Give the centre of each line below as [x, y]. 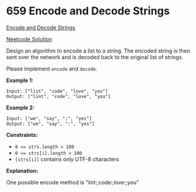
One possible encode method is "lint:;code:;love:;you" [73, 182]
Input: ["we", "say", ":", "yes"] [49, 118]
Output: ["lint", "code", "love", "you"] [59, 96]
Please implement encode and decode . [52, 68]
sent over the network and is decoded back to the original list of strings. [95, 57]
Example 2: [20, 107]
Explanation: [22, 170]
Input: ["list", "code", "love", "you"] [57, 91]
